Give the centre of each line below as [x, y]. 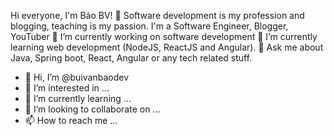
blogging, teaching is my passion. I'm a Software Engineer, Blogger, [149, 26]
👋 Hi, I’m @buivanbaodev [76, 77]
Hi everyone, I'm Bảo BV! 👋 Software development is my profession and [157, 15]
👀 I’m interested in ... [67, 88]
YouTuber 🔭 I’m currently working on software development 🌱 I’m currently [164, 36]
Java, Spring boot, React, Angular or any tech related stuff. [131, 58]
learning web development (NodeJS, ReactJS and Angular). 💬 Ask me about [167, 47]
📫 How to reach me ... [71, 120]
